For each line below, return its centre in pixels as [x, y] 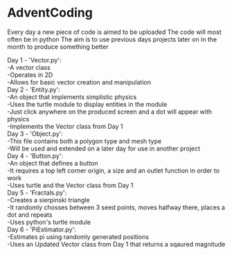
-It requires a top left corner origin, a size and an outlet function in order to [114, 170]
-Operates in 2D [30, 75]
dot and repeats [30, 214]
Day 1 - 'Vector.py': [34, 60]
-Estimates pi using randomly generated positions [78, 236]
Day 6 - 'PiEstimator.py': [42, 229]
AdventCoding [50, 13]
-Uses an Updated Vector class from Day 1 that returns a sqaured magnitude [116, 244]
